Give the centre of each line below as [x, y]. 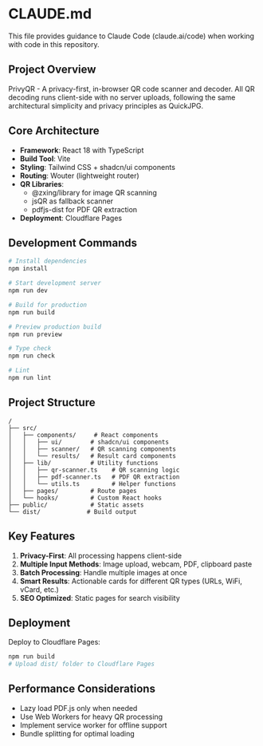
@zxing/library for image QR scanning [94, 192]
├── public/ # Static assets [77, 505]
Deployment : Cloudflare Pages [71, 218]
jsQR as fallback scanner [73, 201]
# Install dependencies [48, 261]
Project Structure [52, 403]
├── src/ [23, 428]
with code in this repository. [54, 44]
